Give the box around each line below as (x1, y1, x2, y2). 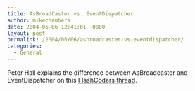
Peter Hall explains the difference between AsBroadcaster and (7, 68, 188, 77)
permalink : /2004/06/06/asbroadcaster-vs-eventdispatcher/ (7, 36, 184, 43)
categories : (7, 43, 42, 50)
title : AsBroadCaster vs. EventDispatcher (7, 10, 134, 17)
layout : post (7, 29, 46, 37)
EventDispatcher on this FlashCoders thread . (7, 76, 137, 84)
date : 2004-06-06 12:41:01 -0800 (7, 23, 106, 30)
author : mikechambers (7, 17, 71, 24)
